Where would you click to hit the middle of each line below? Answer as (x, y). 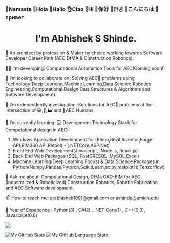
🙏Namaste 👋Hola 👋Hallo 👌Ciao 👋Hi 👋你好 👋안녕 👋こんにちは (80, 9)
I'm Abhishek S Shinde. (86, 39)
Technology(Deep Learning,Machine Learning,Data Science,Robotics (78, 84)
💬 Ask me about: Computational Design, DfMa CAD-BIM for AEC (73, 177)
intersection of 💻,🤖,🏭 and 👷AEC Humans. (50, 110)
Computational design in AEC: (37, 130)
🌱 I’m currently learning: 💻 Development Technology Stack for (71, 122)
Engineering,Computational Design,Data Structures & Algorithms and (78, 89)
